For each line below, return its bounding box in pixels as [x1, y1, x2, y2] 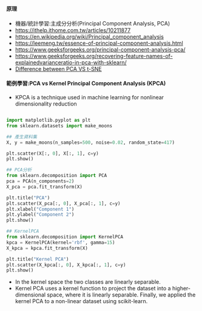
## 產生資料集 [6, 133, 38, 140]
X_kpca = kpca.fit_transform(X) [6, 245, 88, 251]
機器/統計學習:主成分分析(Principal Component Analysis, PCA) [15, 19, 170, 27]
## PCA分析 [6, 167, 32, 173]
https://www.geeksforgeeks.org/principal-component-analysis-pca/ [15, 45, 186, 53]
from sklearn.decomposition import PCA [6, 173, 107, 179]
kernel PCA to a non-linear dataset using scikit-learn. [15, 298, 148, 305]
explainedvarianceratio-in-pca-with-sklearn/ [15, 59, 127, 66]
